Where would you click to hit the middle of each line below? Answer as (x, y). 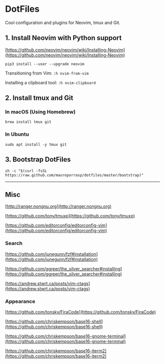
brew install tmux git (28, 122)
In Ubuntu (17, 134)
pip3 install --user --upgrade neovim (45, 64)
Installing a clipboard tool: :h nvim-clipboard (50, 82)
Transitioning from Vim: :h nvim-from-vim (47, 73)
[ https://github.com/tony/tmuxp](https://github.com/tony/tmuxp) (70, 216)
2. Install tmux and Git (39, 98)
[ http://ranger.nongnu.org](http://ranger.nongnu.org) (58, 206)
